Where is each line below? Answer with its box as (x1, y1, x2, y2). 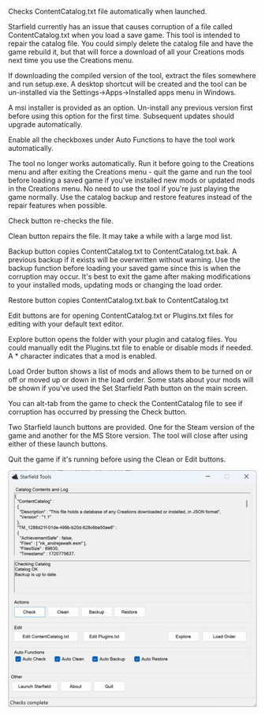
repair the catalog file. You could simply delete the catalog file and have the (8, 39, 254, 48)
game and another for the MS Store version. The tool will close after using (8, 431, 248, 440)
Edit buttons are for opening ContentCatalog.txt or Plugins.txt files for (8, 311, 234, 320)
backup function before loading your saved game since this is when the (8, 264, 241, 273)
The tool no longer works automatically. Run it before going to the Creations (8, 159, 255, 168)
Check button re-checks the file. (8, 216, 114, 225)
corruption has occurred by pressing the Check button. (8, 407, 188, 416)
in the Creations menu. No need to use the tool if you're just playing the (8, 184, 241, 193)
